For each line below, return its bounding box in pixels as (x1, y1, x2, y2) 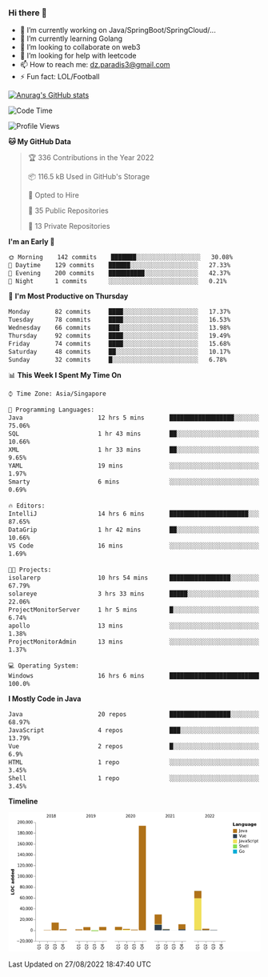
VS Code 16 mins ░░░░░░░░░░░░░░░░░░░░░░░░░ (8, 542, 260, 551)
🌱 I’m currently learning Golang (19, 34, 122, 43)
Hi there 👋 (8, 7, 48, 18)
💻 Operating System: (8, 662, 80, 671)
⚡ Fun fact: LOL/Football (19, 72, 100, 82)
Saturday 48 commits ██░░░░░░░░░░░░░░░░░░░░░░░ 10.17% (8, 348, 230, 356)
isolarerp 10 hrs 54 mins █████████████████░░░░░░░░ (8, 574, 260, 583)
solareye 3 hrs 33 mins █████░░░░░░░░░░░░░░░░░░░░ (8, 590, 260, 599)
